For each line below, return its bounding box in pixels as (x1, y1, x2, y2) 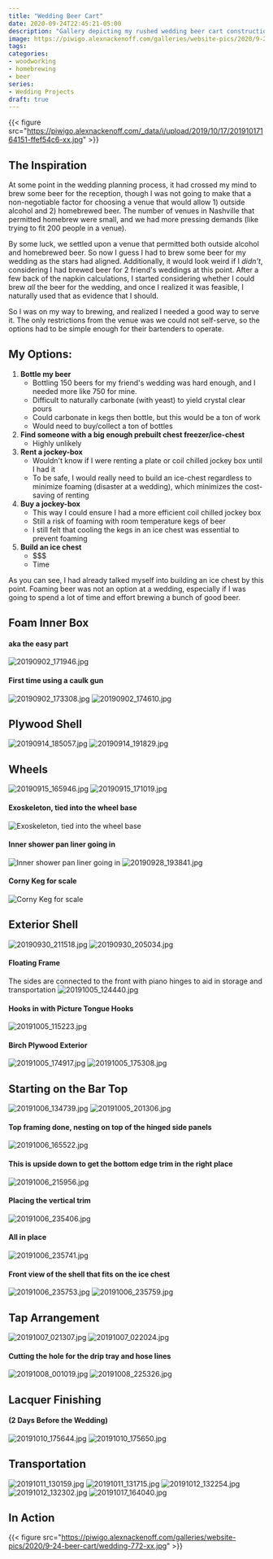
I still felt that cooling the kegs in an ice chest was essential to (32, 524, 240, 534)
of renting (56, 490, 89, 500)
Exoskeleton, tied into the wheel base (8, 803, 137, 812)
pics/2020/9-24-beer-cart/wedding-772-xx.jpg (8, 1541, 167, 1551)
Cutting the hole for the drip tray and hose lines (8, 1351, 171, 1360)
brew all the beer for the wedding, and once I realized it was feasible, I (8, 282, 244, 292)
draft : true (8, 95, 49, 103)
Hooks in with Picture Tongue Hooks (8, 1003, 134, 1014)
